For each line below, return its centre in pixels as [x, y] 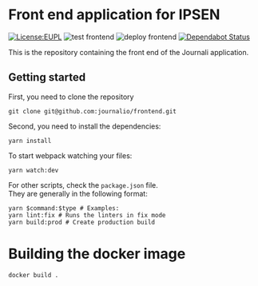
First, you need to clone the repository [71, 97]
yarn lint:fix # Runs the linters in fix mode [87, 215]
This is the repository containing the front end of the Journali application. [129, 52]
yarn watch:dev [34, 170]
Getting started [47, 77]
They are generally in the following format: [78, 193]
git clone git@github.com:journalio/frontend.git [93, 111]
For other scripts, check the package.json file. [83, 185]
